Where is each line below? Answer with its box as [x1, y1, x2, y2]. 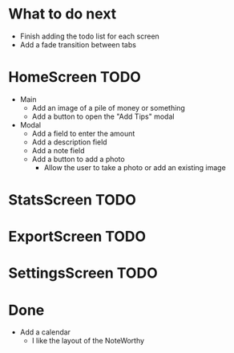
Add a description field [31, 137, 107, 147]
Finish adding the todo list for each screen [19, 31, 160, 41]
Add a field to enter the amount [31, 128, 135, 138]
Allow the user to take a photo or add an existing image [43, 162, 226, 172]
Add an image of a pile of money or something [31, 103, 186, 112]
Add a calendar [19, 327, 71, 337]
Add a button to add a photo [31, 154, 126, 164]
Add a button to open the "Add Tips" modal [31, 112, 175, 121]
